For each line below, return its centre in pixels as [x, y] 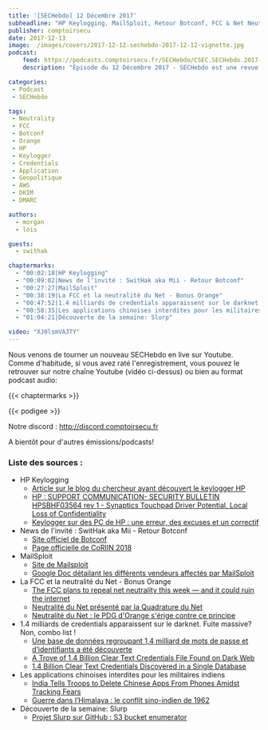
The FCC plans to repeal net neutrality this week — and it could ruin [143, 590]
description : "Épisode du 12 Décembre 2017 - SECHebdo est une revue [141, 68]
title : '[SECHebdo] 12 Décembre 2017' [73, 16]
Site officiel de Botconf [69, 539]
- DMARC [24, 200]
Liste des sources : [45, 462]
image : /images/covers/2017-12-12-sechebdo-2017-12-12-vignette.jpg [126, 45]
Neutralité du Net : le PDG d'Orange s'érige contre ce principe [134, 616]
